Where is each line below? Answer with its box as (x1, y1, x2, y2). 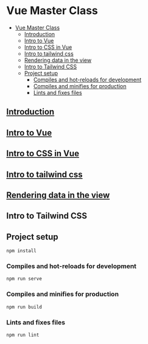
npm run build (6, 304, 43, 310)
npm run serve (6, 276, 43, 282)
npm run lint (6, 332, 40, 338)
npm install (6, 248, 37, 254)
